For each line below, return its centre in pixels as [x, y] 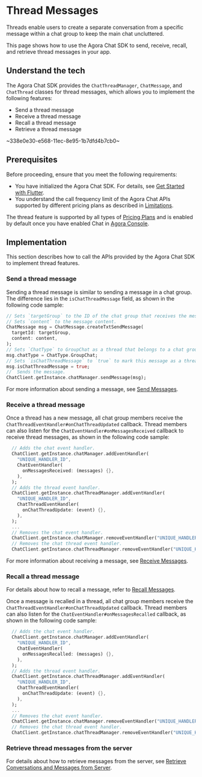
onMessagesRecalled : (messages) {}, [68, 654]
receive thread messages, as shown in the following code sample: [88, 437]
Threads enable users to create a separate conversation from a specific [95, 27]
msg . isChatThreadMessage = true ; [48, 366]
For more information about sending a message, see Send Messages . [92, 389]
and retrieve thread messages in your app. [59, 51]
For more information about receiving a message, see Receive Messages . [97, 561]
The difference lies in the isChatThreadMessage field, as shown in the [90, 298]
